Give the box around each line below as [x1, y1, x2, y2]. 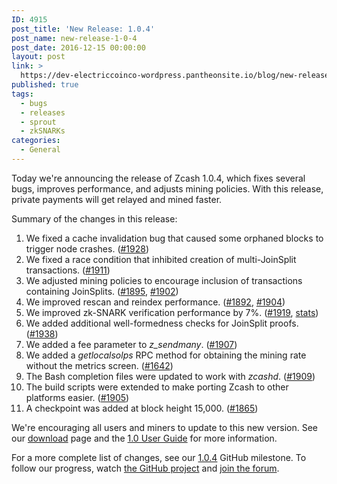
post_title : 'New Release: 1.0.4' [11, 24, 156, 34]
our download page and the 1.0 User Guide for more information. [11, 432, 278, 444]
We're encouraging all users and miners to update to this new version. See [11, 421, 318, 433]
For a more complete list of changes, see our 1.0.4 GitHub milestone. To [11, 451, 307, 463]
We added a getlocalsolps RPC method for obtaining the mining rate [25, 349, 307, 361]
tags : [11, 89, 34, 99]
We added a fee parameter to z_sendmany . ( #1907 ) [25, 338, 238, 350]
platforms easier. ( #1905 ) [25, 391, 130, 403]
